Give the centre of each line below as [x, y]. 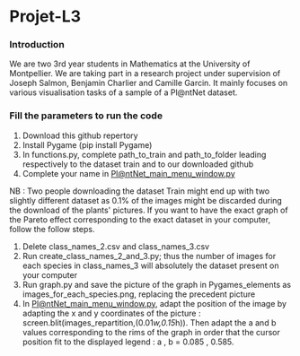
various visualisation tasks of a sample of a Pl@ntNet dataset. [124, 92]
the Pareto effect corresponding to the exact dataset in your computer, [140, 219]
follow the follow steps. [52, 229]
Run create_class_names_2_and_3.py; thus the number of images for [149, 256]
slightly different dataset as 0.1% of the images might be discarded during [146, 200]
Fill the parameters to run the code [86, 116]
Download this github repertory [80, 135]
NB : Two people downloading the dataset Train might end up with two [140, 191]
